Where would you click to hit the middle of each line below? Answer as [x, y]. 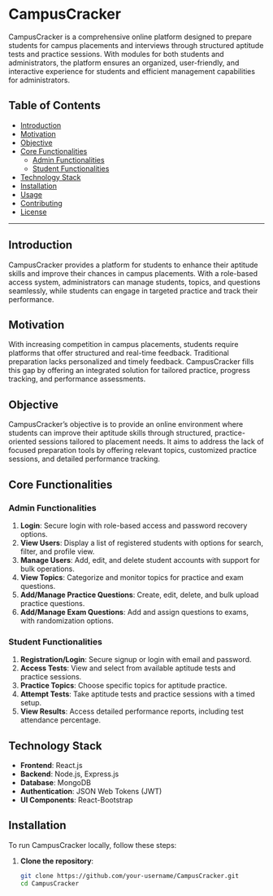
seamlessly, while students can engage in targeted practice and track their [133, 291]
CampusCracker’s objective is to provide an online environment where [126, 424]
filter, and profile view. [57, 551]
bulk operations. [47, 569]
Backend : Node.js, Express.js [69, 774]
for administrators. [39, 80]
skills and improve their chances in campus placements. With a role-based [133, 273]
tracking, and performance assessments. [77, 379]
